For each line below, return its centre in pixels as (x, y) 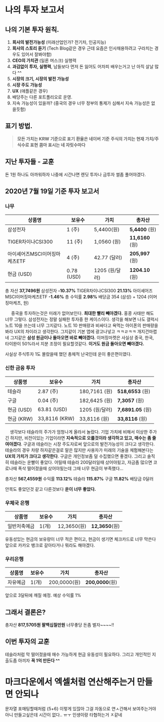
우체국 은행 (17, 503)
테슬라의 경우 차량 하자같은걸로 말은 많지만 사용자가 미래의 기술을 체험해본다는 (79, 450)
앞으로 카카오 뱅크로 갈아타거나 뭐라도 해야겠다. (50, 545)
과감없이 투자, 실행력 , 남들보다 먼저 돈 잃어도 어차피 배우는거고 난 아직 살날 (83, 67)
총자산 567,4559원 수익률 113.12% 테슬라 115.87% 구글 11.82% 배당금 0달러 (79, 479)
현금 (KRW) (20, 419)
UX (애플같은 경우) (30, 91)
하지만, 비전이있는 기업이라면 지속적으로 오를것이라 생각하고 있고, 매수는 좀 (81, 438)
